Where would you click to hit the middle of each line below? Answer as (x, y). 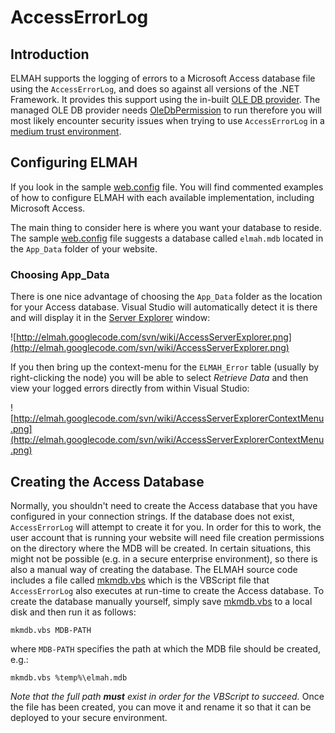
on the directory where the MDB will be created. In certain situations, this (161, 548)
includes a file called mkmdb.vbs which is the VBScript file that (140, 580)
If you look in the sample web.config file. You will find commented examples (167, 187)
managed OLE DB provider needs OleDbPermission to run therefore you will (166, 110)
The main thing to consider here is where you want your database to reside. (166, 227)
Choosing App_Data (60, 274)
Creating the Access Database (107, 481)
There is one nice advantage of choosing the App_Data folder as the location (166, 297)
